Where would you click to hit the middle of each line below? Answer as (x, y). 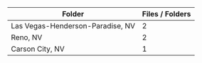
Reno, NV (27, 37)
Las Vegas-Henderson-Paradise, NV (73, 26)
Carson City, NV (38, 49)
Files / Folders (166, 14)
